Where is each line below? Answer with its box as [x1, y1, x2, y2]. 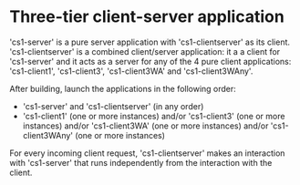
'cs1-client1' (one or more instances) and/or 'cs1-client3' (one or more [22, 110, 285, 121]
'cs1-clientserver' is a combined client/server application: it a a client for [9, 46, 281, 57]
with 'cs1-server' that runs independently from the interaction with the [9, 157, 273, 168]
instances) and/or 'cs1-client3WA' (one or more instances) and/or [22, 120, 269, 131]
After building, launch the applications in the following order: [9, 83, 237, 94]
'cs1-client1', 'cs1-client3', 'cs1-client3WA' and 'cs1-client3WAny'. [9, 66, 253, 77]
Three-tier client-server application [9, 6, 284, 27]
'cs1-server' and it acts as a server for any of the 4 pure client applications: [9, 56, 292, 67]
